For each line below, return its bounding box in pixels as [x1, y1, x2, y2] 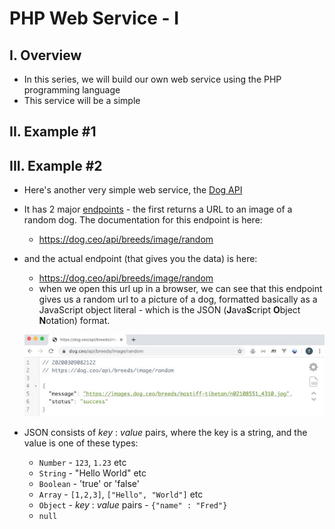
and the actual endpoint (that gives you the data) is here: [23, 253, 258, 265]
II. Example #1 [9, 123, 97, 141]
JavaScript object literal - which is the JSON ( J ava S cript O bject [38, 304, 301, 316]
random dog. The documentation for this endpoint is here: [23, 214, 263, 226]
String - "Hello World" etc [38, 467, 147, 479]
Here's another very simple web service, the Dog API [23, 184, 243, 196]
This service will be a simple [23, 95, 141, 106]
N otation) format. [38, 315, 111, 327]
